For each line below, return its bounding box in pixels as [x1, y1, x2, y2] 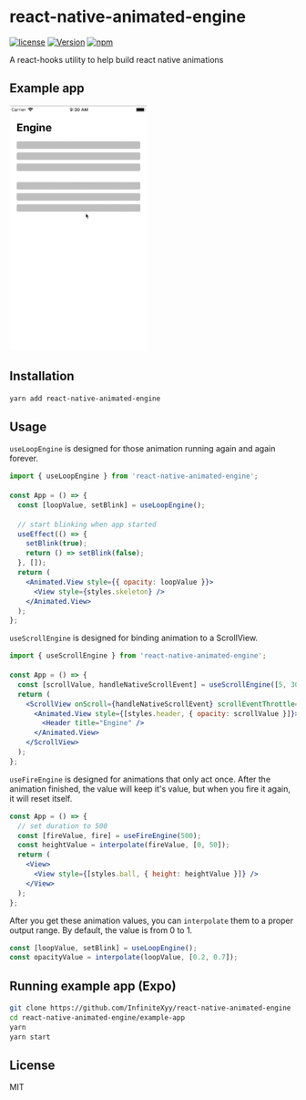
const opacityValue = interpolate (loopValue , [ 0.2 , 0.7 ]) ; [9, 953, 239, 962]
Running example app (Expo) [9, 978, 177, 993]
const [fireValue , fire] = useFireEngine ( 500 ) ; [17, 831, 202, 840]
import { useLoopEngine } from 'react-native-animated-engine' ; [9, 472, 259, 481]
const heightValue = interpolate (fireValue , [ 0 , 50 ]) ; [17, 841, 230, 850]
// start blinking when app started [17, 520, 157, 529]
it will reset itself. [9, 793, 73, 804]
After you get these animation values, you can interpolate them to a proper [9, 915, 294, 926]
